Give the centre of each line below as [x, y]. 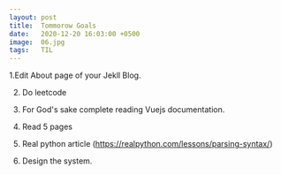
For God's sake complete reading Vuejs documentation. [123, 110]
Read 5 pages [47, 127]
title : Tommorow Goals [53, 26]
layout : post [33, 17]
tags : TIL [31, 50]
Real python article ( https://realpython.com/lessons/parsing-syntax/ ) [147, 144]
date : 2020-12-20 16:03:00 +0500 [75, 34]
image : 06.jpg [37, 42]
